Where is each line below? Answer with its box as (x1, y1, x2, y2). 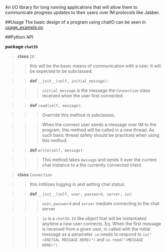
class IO (17, 53, 35, 59)
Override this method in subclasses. (42, 112, 116, 118)
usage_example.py (5, 24, 44, 30)
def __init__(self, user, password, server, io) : (29, 191, 133, 197)
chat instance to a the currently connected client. (42, 162, 143, 168)
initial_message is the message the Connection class (42, 87, 151, 93)
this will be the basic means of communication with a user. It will (29, 63, 161, 69)
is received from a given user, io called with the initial (42, 226, 150, 232)
